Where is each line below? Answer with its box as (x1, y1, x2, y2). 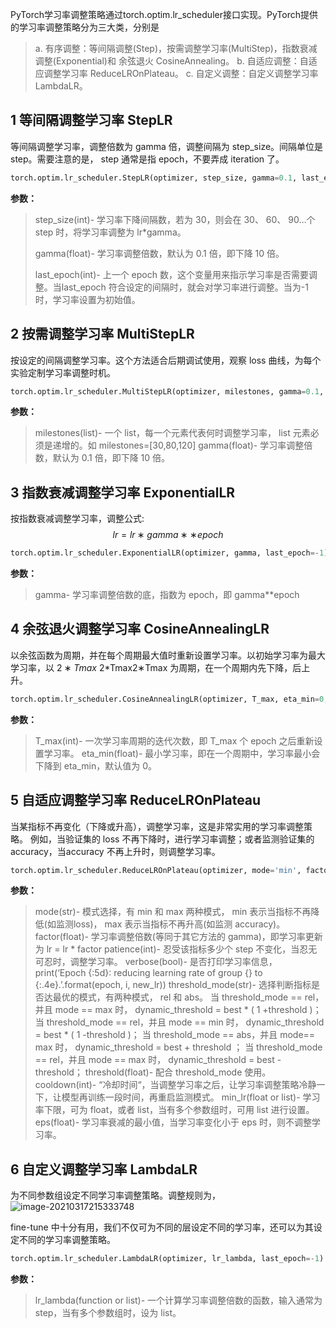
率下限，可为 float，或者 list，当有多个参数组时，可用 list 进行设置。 (34, 1104, 315, 1116)
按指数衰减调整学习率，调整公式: (10, 513, 145, 525)
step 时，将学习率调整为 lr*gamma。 (34, 226, 187, 238)
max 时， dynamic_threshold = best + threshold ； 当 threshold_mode (34, 1041, 323, 1053)
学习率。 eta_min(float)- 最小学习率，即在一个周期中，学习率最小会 (43, 747, 321, 759)
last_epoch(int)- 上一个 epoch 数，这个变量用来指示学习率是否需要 (34, 268, 309, 280)
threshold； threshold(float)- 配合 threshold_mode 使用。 (34, 1066, 272, 1078)
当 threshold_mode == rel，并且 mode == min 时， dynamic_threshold (34, 1016, 325, 1028)
